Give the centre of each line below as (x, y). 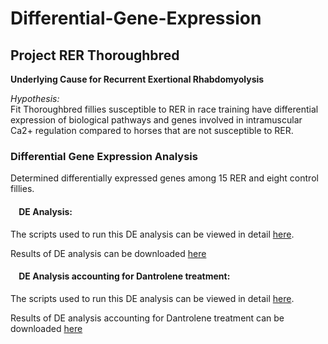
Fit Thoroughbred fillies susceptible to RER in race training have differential (164, 109)
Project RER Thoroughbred (95, 55)
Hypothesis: (35, 98)
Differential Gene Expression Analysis (104, 156)
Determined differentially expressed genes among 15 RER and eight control (164, 178)
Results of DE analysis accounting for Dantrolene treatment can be (147, 318)
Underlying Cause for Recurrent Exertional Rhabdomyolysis (137, 79)
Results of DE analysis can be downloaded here (108, 253)
